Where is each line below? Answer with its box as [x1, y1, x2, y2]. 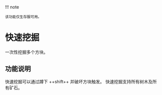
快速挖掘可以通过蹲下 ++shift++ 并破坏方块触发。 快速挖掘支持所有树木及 [5, 78, 153, 84]
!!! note [5, 4, 20, 10]
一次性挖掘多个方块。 [5, 49, 48, 55]
